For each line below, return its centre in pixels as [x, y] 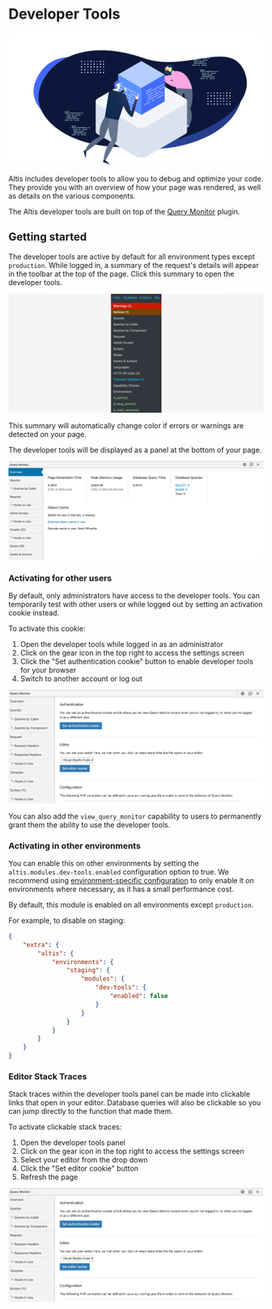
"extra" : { [41, 945]
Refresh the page [49, 1177]
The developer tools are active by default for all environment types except [132, 257]
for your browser [48, 670]
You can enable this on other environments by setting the [104, 863]
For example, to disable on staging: [67, 920]
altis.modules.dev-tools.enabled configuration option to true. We [119, 872]
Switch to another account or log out [81, 679]
